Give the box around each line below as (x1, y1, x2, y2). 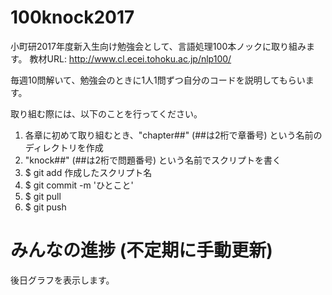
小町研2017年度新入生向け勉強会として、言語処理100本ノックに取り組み (10, 40, 307, 52)
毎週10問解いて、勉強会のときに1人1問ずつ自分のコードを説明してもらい (10, 74, 306, 86)
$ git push (24, 201, 67, 213)
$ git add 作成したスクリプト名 (24, 166, 153, 178)
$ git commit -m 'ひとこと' (24, 179, 134, 191)
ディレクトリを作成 (24, 141, 104, 153)
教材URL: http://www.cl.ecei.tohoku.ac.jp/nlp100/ (29, 52, 232, 65)
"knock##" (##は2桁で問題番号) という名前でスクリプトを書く (24, 154, 282, 166)
